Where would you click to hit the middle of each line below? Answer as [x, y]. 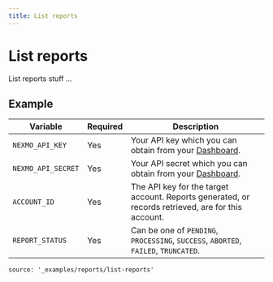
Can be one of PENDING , [174, 230]
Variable [46, 126]
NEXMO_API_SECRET [46, 169]
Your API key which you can [184, 140]
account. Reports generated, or [190, 197]
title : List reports [43, 16]
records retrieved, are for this [186, 207]
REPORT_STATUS [40, 241]
